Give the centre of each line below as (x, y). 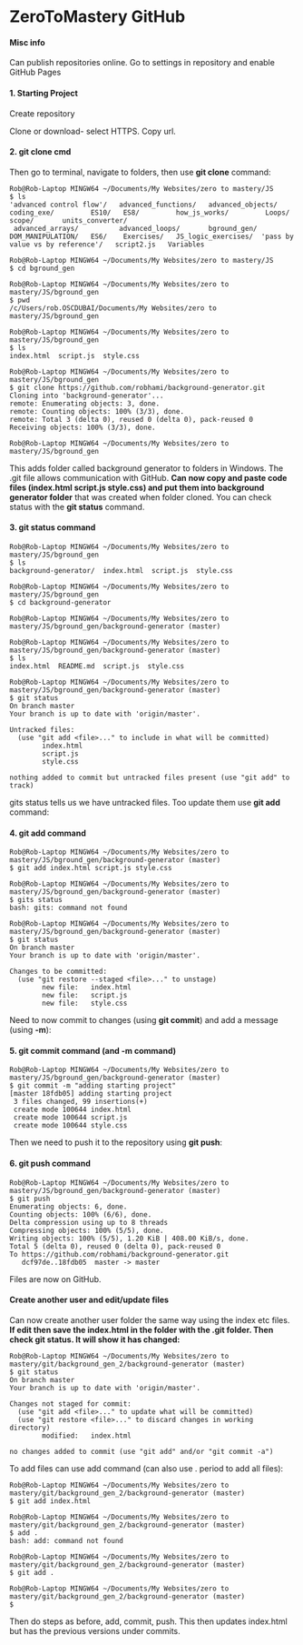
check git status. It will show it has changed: (95, 1339)
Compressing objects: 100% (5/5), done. (87, 1230)
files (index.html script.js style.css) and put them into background (137, 487)
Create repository (42, 113)
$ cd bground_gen (42, 268)
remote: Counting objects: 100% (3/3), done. (97, 411)
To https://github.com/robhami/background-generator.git (119, 1254)
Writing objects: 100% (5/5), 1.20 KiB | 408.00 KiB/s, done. (129, 1239)
